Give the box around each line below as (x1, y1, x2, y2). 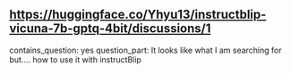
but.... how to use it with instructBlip (9, 53, 141, 65)
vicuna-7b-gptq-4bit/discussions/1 (9, 21, 211, 37)
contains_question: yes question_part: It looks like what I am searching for (9, 45, 282, 55)
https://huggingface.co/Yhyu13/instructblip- (9, 7, 267, 22)
